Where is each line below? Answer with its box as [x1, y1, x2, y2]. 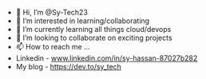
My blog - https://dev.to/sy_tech [15, 62, 122, 71]
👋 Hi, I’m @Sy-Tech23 [15, 8, 88, 17]
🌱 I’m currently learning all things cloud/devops [15, 25, 172, 34]
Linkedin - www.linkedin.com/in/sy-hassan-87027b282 [15, 53, 198, 63]
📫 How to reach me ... [15, 42, 90, 51]
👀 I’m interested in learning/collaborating [15, 16, 150, 26]
